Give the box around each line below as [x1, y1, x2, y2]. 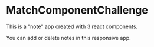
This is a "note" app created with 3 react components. [6, 23, 137, 30]
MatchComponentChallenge [6, 4, 149, 17]
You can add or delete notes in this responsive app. [6, 34, 131, 41]
